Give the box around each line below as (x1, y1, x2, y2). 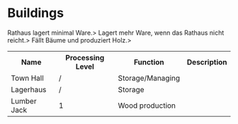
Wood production (118, 101, 176, 111)
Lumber (11, 96, 37, 106)
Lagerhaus (11, 84, 47, 94)
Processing (65, 52, 105, 62)
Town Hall (11, 73, 44, 83)
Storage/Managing (118, 73, 181, 83)
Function (133, 57, 164, 67)
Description (186, 57, 227, 67)
